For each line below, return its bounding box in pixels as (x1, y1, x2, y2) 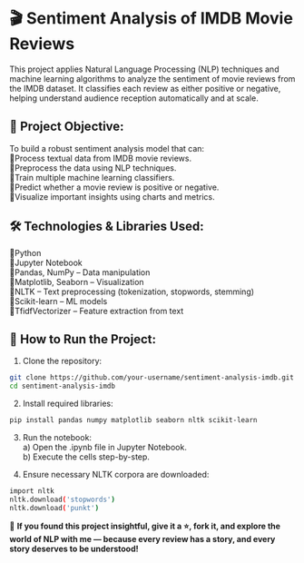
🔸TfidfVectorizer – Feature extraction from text (9, 305, 184, 316)
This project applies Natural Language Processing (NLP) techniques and (9, 64, 279, 74)
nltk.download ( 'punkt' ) (9, 503, 100, 512)
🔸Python (9, 247, 42, 258)
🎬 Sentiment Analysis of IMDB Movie (9, 8, 293, 29)
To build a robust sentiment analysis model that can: (9, 143, 205, 153)
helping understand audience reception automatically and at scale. (9, 93, 259, 104)
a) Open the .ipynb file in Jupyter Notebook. (22, 442, 188, 452)
